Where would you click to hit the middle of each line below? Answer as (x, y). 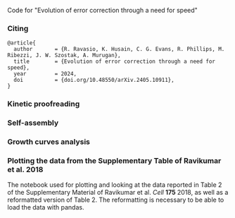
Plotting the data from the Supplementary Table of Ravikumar (114, 160)
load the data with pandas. (46, 207)
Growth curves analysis (49, 142)
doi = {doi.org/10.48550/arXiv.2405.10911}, (94, 80)
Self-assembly (33, 123)
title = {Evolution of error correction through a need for (115, 62)
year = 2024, (45, 74)
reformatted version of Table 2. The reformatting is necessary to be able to (116, 200)
